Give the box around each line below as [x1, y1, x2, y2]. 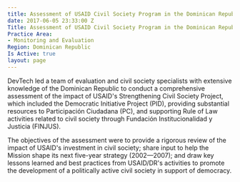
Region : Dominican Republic [7, 44, 91, 51]
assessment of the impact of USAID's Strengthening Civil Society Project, [7, 91, 224, 100]
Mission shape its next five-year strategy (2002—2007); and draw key [7, 151, 214, 159]
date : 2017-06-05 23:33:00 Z [7, 17, 94, 24]
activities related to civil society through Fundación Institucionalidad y [7, 114, 213, 123]
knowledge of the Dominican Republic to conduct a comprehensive [7, 84, 206, 93]
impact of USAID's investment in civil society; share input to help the [7, 143, 209, 152]
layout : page [7, 57, 46, 64]
